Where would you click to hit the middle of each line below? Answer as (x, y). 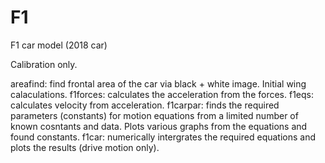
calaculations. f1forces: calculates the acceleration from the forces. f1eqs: (162, 94)
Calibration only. (44, 64)
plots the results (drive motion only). (85, 147)
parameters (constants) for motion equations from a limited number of (154, 115)
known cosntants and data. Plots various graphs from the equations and (159, 126)
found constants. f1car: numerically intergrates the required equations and (163, 137)
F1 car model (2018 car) (59, 45)
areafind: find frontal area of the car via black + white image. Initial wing (158, 83)
